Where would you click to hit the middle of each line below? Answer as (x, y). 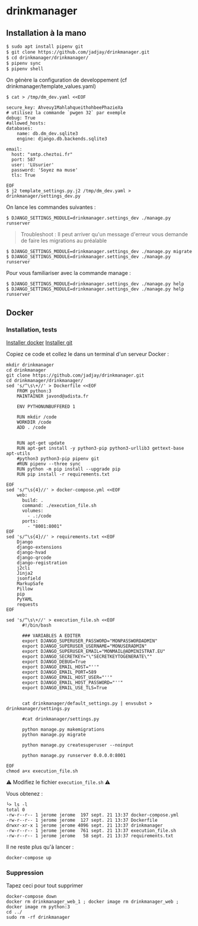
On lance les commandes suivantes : (51, 207)
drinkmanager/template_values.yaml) (51, 86)
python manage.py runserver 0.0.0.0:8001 (74, 756)
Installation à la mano (46, 33)
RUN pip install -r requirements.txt (63, 474)
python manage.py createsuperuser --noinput (78, 745)
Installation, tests (32, 330)
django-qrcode (34, 558)
